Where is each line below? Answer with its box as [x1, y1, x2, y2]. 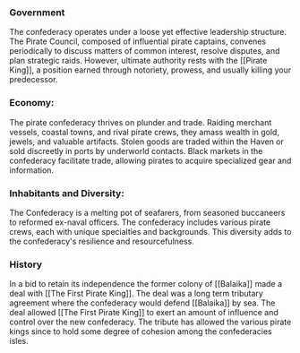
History [9, 258, 43, 271]
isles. [9, 336, 29, 347]
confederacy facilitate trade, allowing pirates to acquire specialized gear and [9, 155, 292, 166]
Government [9, 6, 65, 19]
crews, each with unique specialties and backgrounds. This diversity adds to [9, 226, 292, 237]
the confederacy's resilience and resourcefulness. [9, 236, 195, 246]
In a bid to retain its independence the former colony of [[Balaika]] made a [9, 279, 283, 289]
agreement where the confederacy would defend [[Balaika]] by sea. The [9, 297, 276, 308]
